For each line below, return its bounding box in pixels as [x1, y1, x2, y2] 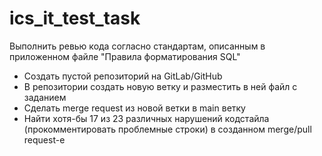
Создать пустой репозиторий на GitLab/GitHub [23, 70, 223, 82]
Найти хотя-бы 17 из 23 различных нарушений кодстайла [23, 112, 270, 124]
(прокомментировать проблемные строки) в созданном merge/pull [23, 123, 312, 135]
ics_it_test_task [9, 7, 141, 30]
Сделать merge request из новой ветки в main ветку [23, 102, 246, 114]
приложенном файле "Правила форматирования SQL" [9, 50, 241, 62]
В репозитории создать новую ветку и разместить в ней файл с [23, 80, 298, 92]
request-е [23, 133, 66, 146]
